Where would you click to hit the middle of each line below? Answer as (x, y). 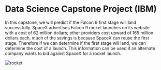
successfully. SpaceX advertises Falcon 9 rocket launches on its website (77, 27)
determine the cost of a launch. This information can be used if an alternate (80, 48)
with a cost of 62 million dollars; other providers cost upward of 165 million (79, 33)
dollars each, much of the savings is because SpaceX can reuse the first (77, 38)
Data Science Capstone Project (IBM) (81, 9)
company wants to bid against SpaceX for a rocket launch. (63, 53)
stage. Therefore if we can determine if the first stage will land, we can (75, 43)
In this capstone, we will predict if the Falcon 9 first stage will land (71, 22)
